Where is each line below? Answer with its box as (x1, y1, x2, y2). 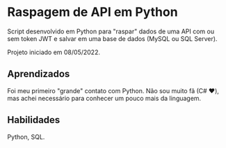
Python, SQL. (7, 133, 45, 141)
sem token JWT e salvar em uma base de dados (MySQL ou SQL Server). (7, 34, 218, 42)
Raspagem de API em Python (7, 4, 179, 20)
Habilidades (7, 114, 60, 126)
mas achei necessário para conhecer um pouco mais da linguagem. (7, 94, 202, 102)
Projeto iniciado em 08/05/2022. (7, 48, 101, 56)
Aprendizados (7, 68, 70, 80)
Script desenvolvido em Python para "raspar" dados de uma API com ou (7, 27, 214, 35)
